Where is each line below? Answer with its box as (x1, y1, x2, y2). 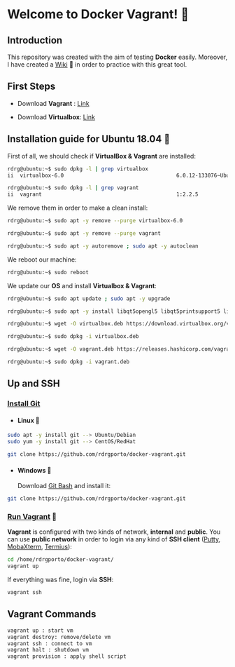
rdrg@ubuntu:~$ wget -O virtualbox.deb (7, 321, 124, 328)
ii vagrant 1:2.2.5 (7, 191, 199, 198)
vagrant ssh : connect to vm (7, 640, 92, 647)
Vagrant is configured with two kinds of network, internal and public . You (7, 527, 221, 536)
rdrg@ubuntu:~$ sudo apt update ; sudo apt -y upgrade (7, 295, 171, 302)
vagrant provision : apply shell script (7, 653, 127, 660)
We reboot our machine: (7, 255, 77, 264)
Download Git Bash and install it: (17, 482, 111, 490)
